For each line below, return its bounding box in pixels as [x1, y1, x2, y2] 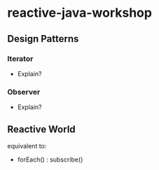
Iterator [7, 54, 34, 64]
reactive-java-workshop [7, 5, 153, 21]
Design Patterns [7, 33, 79, 45]
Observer [7, 87, 41, 97]
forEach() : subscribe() [17, 155, 83, 164]
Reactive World [7, 123, 76, 135]
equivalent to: [7, 141, 47, 150]
